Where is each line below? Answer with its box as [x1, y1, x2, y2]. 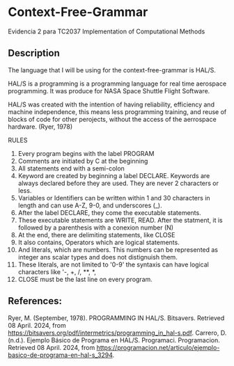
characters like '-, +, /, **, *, [17, 267, 97, 276]
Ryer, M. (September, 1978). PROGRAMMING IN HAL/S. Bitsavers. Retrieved [8, 314, 225, 322]
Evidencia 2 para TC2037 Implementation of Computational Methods [8, 27, 205, 35]
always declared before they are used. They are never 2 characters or [17, 179, 219, 187]
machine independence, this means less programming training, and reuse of [8, 107, 227, 116]
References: [8, 295, 62, 307]
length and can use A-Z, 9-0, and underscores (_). [17, 201, 162, 209]
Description [8, 47, 60, 59]
